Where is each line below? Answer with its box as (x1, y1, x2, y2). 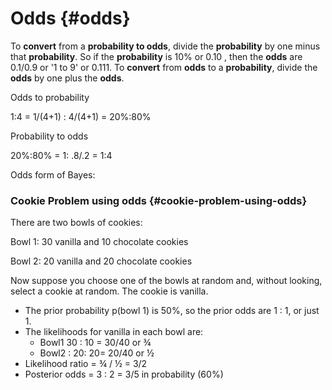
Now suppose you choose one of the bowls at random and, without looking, (10, 275, 323, 287)
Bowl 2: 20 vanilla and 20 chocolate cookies (10, 255, 193, 267)
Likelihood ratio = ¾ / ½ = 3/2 (24, 358, 148, 370)
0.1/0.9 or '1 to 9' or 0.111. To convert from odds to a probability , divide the (10, 61, 318, 73)
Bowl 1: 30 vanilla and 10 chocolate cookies (10, 236, 189, 248)
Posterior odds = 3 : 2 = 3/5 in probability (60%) (24, 368, 224, 381)
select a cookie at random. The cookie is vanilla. (10, 285, 209, 297)
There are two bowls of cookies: (10, 217, 143, 229)
